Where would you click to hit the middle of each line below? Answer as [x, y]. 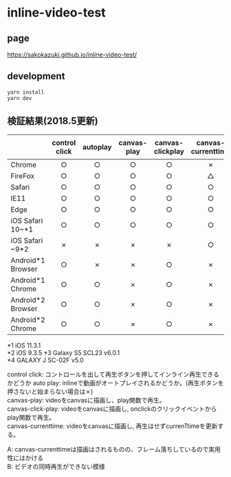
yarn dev [20, 98]
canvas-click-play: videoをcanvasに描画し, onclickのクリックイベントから [112, 409]
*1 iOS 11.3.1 [24, 345]
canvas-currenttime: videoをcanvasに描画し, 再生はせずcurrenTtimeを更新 [112, 426]
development [36, 76]
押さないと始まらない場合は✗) [50, 392]
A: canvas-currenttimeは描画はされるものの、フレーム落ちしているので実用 [114, 449]
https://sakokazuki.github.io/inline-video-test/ [72, 54]
